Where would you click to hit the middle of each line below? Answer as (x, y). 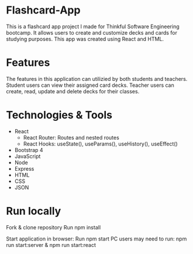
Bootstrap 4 (29, 150)
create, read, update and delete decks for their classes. (73, 91)
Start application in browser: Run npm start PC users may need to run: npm (96, 239)
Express (24, 168)
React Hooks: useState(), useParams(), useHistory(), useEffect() (101, 144)
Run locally (34, 211)
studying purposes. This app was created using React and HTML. (85, 39)
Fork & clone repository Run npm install (54, 227)
